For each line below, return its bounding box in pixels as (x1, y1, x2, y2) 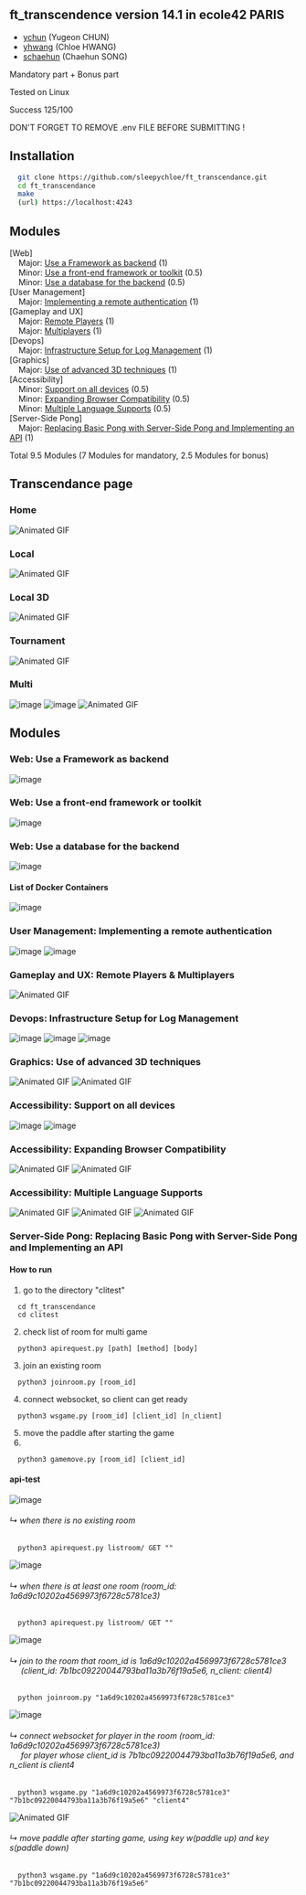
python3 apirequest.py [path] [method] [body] (17, 1344, 198, 1353)
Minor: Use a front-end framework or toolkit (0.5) (17, 267, 203, 278)
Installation (9, 148, 75, 164)
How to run (9, 1263, 53, 1274)
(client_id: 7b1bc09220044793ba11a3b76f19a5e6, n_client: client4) (20, 1665, 272, 1676)
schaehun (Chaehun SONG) (22, 50, 128, 62)
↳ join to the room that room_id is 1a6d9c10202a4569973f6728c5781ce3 (9, 1655, 287, 1666)
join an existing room (22, 1359, 102, 1370)
